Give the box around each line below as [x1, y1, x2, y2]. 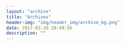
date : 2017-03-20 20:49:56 [6, 25, 73, 31]
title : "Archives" [6, 14, 51, 20]
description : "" [6, 30, 46, 36]
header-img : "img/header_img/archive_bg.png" [6, 19, 120, 25]
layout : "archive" [6, 8, 51, 15]
